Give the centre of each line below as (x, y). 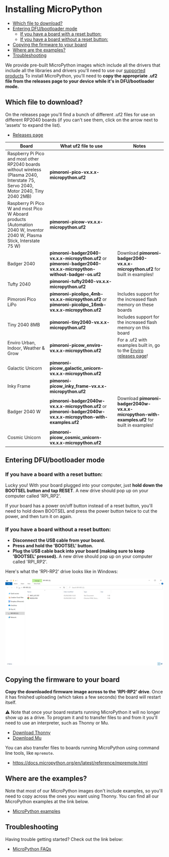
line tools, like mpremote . (30, 753)
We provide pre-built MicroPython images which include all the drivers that (83, 65)
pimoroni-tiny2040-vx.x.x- (79, 322)
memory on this (134, 327)
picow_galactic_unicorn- (76, 368)
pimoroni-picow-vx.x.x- (76, 222)
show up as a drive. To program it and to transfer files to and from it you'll (81, 717)
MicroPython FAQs (32, 849)
